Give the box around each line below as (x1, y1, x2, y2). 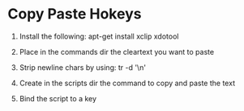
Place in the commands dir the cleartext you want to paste (19, 47, 215, 56)
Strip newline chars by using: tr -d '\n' (19, 62, 147, 72)
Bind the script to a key (19, 93, 97, 103)
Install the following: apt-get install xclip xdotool (19, 31, 179, 41)
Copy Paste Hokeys (7, 5, 142, 23)
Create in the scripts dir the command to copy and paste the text (19, 78, 236, 88)
